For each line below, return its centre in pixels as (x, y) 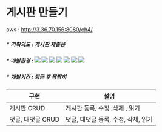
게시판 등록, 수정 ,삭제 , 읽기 (103, 108)
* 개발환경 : (20, 61)
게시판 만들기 (37, 12)
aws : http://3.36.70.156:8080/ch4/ (49, 29)
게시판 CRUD (27, 108)
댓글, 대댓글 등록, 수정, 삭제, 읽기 (109, 119)
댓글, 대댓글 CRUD (34, 119)
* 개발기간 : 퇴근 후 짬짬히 (36, 77)
